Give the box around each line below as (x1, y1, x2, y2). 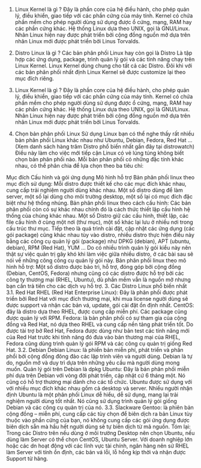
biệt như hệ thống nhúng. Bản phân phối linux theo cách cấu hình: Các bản (6, 199, 191, 206)
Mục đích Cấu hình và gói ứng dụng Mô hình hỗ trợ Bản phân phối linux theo (6, 174, 195, 180)
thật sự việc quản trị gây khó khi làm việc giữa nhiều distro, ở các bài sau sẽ (6, 250, 194, 257)
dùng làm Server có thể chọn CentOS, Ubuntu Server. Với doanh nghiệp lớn (6, 436, 193, 443)
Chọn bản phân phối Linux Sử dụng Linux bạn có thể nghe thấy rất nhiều (14, 130, 194, 137)
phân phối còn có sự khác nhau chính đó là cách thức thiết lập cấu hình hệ (6, 206, 191, 213)
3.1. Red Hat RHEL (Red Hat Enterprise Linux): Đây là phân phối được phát (6, 289, 188, 296)
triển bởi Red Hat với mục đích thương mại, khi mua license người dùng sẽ (6, 295, 188, 302)
